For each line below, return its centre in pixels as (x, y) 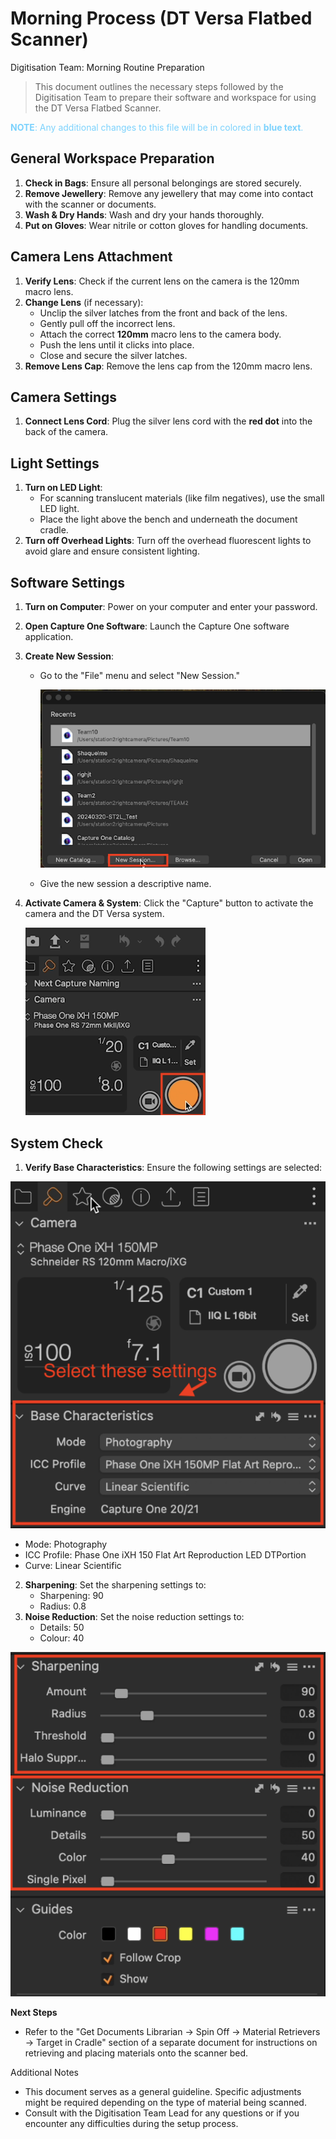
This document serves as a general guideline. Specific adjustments (163, 2091)
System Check (56, 1143)
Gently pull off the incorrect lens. (107, 323)
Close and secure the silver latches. (113, 355)
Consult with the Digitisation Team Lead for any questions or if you (162, 2113)
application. (49, 636)
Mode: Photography (66, 1544)
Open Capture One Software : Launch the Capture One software (157, 626)
